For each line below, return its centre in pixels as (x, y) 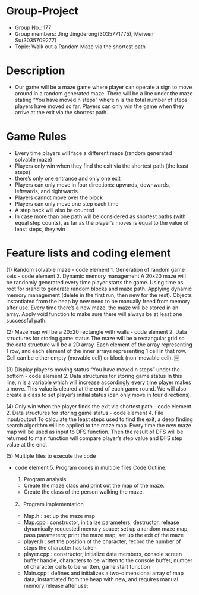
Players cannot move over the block (59, 197)
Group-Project (42, 11)
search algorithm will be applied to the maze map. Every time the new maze (99, 425)
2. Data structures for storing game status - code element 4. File (85, 413)
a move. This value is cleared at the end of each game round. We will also (96, 388)
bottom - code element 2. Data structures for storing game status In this (94, 376)
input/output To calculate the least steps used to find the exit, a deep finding (99, 419)
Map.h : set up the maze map (59, 516)
